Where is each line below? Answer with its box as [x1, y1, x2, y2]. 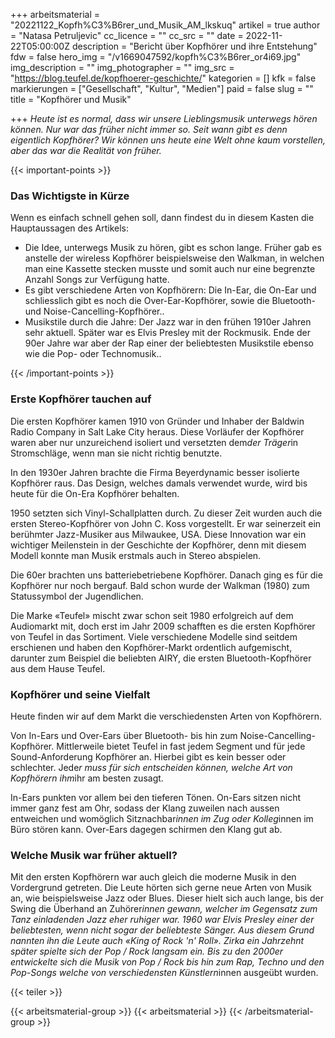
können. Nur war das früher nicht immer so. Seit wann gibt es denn [10, 124, 288, 135]
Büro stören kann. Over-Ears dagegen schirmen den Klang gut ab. [10, 823, 283, 835]
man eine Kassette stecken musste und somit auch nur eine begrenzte [24, 263, 316, 275]
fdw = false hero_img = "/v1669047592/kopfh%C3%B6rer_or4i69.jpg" [10, 51, 302, 63]
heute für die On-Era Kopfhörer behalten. [10, 487, 180, 499]
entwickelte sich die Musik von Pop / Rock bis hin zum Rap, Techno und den [10, 956, 325, 968]
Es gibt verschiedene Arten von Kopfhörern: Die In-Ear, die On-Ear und [24, 284, 317, 296]
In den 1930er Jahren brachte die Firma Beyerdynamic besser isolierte [10, 466, 300, 478]
